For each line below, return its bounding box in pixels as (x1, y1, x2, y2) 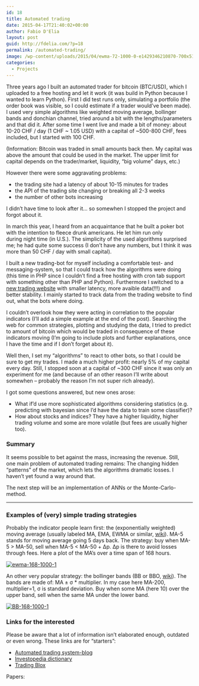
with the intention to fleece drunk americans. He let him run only (6, 229, 163, 236)
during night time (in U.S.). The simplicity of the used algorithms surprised (6, 235, 187, 242)
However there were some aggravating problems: (6, 169, 127, 176)
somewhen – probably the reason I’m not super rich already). (6, 377, 155, 384)
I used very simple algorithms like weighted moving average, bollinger (6, 108, 176, 115)
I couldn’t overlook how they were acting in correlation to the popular (6, 309, 175, 316)
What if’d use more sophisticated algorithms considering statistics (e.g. (14, 400, 188, 407)
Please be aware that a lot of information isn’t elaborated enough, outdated (6, 631, 190, 638)
